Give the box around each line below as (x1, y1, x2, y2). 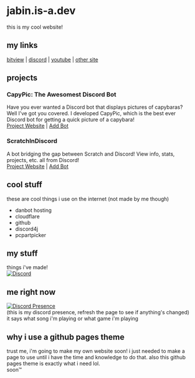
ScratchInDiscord (6, 137, 58, 145)
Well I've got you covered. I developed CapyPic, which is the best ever (6, 110, 176, 117)
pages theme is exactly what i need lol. (6, 360, 100, 367)
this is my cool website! (6, 23, 63, 30)
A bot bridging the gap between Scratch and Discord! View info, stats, (6, 150, 175, 157)
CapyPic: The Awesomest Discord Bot (6, 91, 117, 99)
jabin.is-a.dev (6, 4, 76, 18)
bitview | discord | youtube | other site (6, 56, 99, 63)
